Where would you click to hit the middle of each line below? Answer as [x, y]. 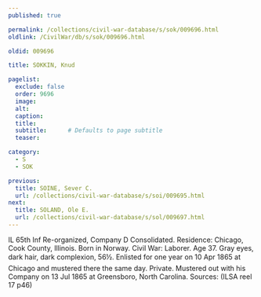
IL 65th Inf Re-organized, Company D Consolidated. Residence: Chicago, [126, 240]
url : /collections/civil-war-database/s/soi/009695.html [110, 196]
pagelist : [24, 79]
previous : [24, 181]
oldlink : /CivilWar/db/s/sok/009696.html [77, 37]
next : [17, 203]
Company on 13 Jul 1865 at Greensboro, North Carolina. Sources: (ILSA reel [130, 277]
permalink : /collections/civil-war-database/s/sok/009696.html [114, 29]
